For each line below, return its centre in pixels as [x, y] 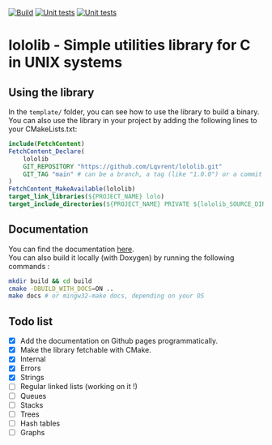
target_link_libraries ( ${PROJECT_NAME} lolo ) [86, 197]
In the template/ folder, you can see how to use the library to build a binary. [134, 112]
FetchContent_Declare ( [47, 151]
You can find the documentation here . [72, 249]
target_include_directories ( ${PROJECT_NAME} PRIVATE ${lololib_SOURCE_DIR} [139, 204]
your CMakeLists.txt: [43, 129]
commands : [29, 266]
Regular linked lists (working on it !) [79, 387]
